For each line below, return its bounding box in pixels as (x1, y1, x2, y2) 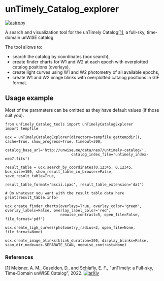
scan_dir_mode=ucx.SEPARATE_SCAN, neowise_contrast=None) (5, 242, 127, 247)
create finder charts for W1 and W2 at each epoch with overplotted (12, 59, 148, 64)
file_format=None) (5, 229, 43, 234)
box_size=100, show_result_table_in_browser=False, (5, 169, 113, 174)
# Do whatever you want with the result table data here (5, 190, 125, 195)
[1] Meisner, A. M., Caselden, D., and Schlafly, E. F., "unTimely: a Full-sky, (5, 265, 154, 271)
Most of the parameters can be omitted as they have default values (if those (5, 107, 159, 113)
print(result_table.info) (5, 195, 58, 200)
